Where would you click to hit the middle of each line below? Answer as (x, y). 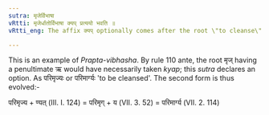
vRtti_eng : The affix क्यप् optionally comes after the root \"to (117, 30)
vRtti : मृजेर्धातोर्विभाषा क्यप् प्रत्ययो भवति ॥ (62, 23)
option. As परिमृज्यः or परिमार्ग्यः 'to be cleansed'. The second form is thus (121, 78)
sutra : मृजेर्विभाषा (31, 16)
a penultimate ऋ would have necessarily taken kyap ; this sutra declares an (132, 69)
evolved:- (24, 87)
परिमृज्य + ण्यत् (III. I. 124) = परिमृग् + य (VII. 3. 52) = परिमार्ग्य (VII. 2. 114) (114, 103)
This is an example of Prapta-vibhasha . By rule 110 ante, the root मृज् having (132, 60)
